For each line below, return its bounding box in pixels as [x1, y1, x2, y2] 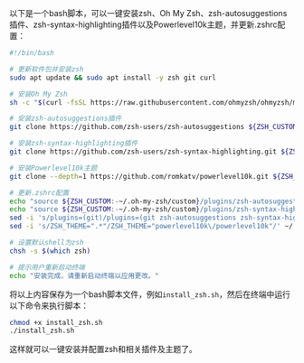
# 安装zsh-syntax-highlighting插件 [9, 139, 138, 148]
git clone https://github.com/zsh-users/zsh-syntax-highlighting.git [9, 147, 278, 156]
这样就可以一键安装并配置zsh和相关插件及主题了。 [9, 344, 197, 355]
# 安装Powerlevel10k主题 [9, 163, 98, 172]
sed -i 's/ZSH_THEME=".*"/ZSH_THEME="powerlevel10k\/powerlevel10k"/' [9, 222, 281, 231]
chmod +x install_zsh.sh [9, 318, 103, 327]
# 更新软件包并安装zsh [9, 64, 84, 74]
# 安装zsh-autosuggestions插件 [9, 114, 122, 124]
